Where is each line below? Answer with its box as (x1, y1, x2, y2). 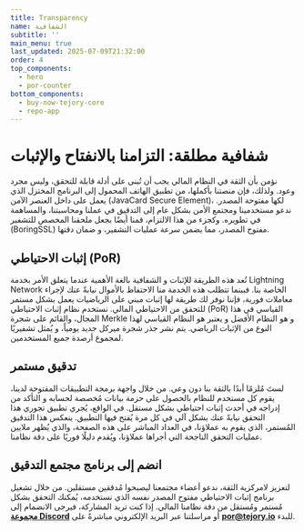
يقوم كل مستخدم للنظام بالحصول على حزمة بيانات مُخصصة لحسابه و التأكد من (10, 392, 276, 403)
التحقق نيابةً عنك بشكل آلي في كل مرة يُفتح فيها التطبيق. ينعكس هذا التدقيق (10, 411, 266, 423)
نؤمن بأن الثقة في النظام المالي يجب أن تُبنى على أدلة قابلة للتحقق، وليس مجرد (10, 175, 278, 186)
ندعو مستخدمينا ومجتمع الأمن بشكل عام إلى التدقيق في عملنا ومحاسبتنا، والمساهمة (10, 205, 292, 215)
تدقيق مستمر (10, 358, 76, 374)
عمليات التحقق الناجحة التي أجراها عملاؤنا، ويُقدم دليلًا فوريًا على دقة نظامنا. (10, 431, 263, 442)
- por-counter (18, 81, 72, 90)
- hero (18, 73, 44, 82)
